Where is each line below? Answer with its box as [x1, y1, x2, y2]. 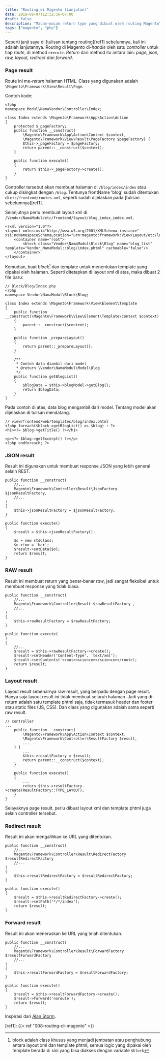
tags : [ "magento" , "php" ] [5, 26, 58, 31]
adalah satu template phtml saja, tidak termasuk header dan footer [18, 699, 153, 705]
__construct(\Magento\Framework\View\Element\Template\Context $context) [5, 314, 160, 319]
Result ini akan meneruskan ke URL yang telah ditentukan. [5, 931, 123, 936]
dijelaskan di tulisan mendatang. [5, 409, 70, 416]
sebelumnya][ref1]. [5, 200, 43, 206]
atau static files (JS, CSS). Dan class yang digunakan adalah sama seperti [5, 704, 155, 710]
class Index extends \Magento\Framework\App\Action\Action [5, 115, 129, 121]
